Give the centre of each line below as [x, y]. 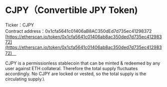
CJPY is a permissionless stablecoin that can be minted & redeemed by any [83, 63]
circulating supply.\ [25, 79]
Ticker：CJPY [19, 25]
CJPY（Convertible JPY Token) [72, 10]
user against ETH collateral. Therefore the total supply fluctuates [72, 68]
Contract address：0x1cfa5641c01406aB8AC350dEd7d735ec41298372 [79, 31]
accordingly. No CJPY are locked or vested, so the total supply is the [76, 74]
